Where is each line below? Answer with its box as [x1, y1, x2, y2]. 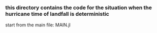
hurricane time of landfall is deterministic [5, 10, 109, 17]
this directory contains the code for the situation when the [5, 4, 152, 11]
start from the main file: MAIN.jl [5, 22, 71, 28]
